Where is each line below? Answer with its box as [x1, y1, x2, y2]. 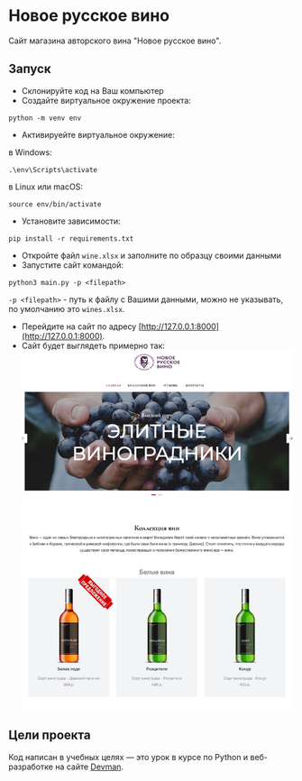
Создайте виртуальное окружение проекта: [21, 95, 191, 106]
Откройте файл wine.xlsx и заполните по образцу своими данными [21, 250, 281, 261]
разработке [8, 761, 53, 772]
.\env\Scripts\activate [8, 165, 98, 174]
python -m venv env [8, 114, 82, 123]
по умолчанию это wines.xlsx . [8, 303, 125, 314]
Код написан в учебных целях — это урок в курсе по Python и [8, 751, 249, 762]
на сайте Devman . [54, 761, 124, 772]
